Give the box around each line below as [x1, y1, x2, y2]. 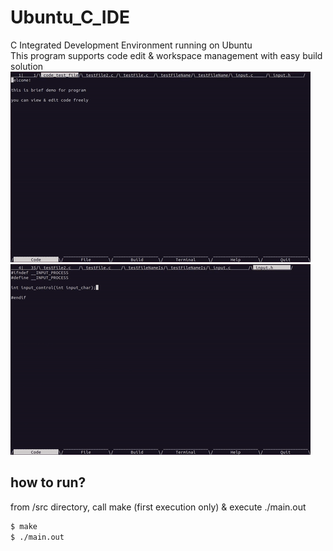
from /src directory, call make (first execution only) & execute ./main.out [10, 501, 307, 513]
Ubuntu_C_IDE [10, 6, 130, 29]
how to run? [10, 474, 87, 491]
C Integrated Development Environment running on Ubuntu [10, 39, 253, 51]
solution [10, 60, 44, 72]
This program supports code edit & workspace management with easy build [10, 49, 323, 61]
